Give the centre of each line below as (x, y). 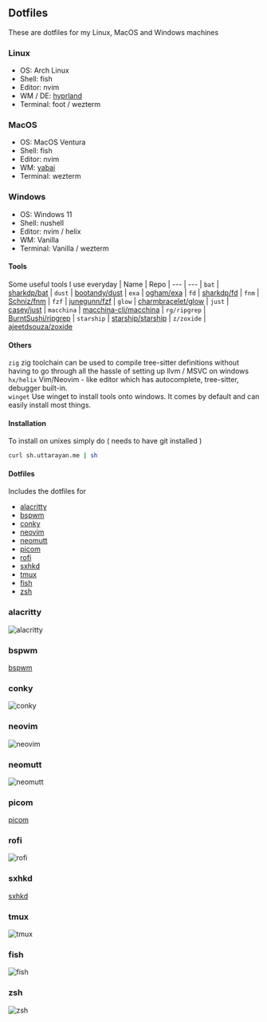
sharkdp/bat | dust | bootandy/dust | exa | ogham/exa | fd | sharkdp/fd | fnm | (134, 292)
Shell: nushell (42, 223)
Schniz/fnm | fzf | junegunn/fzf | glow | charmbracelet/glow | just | (119, 301)
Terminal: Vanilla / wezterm (64, 248)
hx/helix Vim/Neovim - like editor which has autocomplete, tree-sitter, (124, 380)
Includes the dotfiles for (47, 491)
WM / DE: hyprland (51, 96)
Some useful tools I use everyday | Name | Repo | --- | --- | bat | (114, 284)
